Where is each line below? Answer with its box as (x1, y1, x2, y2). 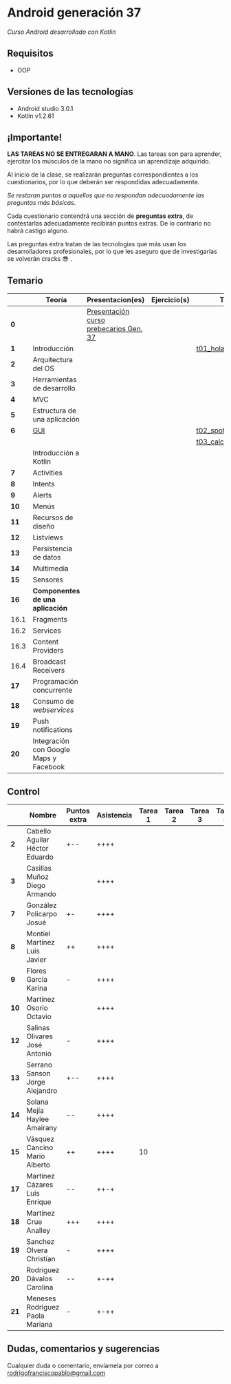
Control (7, 785, 40, 798)
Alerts (32, 491, 52, 500)
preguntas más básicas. (7, 199, 76, 207)
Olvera (26, 1245, 48, 1255)
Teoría (45, 295, 67, 305)
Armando (26, 889, 56, 898)
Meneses (26, 1294, 56, 1303)
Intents (32, 480, 55, 489)
